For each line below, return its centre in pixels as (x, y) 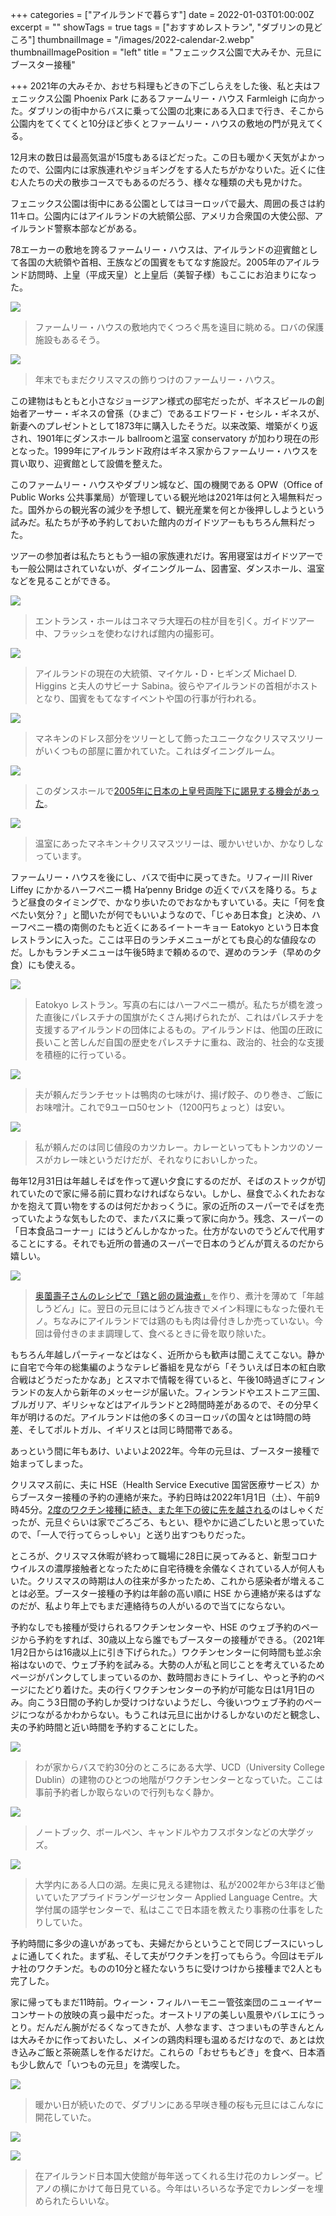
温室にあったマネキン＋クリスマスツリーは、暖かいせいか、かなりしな (179, 843)
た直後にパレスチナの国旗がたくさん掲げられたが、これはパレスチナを (179, 1017)
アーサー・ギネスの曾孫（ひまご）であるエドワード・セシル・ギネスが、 (176, 413)
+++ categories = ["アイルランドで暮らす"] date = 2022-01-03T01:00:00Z (162, 14)
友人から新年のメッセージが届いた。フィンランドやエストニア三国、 (185, 1392)
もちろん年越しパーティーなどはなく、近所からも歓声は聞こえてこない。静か (167, 1354)
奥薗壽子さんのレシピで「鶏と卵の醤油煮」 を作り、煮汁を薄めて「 (170, 1296)
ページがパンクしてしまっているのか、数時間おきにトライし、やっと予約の (163, 1677)
